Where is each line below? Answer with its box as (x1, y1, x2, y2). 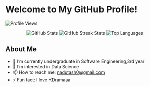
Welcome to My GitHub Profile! (5, 4, 138, 15)
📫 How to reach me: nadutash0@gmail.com (12, 69, 105, 75)
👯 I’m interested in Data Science (12, 63, 79, 69)
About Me (5, 45, 37, 54)
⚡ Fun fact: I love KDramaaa (12, 77, 71, 83)
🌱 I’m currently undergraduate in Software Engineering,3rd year (12, 58, 145, 64)
